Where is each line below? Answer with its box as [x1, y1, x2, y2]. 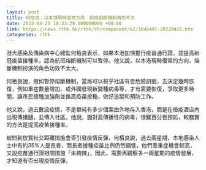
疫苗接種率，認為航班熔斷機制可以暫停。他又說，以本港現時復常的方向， [11, 57, 194, 64]
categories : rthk [6, 32, 51, 38]
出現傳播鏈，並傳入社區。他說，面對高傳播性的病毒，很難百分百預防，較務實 [6, 114, 200, 121]
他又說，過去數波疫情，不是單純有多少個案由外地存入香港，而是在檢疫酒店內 [6, 106, 200, 113]
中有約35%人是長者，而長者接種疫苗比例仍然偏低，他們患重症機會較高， [11, 142, 196, 149]
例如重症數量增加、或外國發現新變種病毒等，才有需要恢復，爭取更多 [17, 85, 189, 92]
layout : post [6, 9, 40, 15]
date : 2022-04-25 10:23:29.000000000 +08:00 [6, 20, 122, 26]
